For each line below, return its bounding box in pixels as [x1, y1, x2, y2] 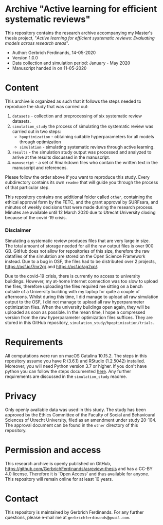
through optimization [19, 139, 61, 145]
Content [5, 82, 39, 94]
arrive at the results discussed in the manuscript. [12, 154, 110, 160]
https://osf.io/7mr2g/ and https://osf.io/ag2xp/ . [5, 264, 99, 270]
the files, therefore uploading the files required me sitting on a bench [5, 283, 143, 289]
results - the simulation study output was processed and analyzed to [12, 149, 152, 155]
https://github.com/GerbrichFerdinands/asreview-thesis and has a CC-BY [5, 466, 153, 471]
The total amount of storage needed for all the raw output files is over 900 [5, 243, 154, 249]
